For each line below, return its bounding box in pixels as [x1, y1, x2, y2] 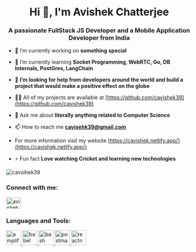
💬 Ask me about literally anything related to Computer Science [14, 112, 170, 119]
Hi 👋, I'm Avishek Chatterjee [29, 5, 169, 19]
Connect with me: [6, 184, 58, 192]
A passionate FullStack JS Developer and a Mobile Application [8, 27, 191, 35]
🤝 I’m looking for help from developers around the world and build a [14, 76, 184, 83]
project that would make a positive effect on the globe [14, 83, 150, 90]
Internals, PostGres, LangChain [14, 65, 93, 72]
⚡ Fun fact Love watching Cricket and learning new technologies [14, 155, 176, 162]
